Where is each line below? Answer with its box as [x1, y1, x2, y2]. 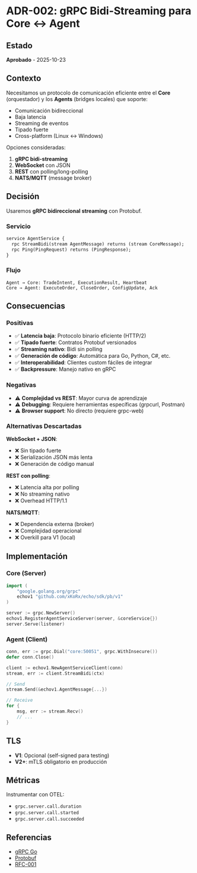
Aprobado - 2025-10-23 [6, 56, 66, 63]
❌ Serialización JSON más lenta [14, 453, 93, 461]
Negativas [6, 381, 37, 389]
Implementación [6, 551, 68, 562]
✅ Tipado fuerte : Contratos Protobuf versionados [14, 339, 137, 346]
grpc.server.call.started [14, 810, 79, 816]
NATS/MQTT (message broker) [14, 174, 92, 181]
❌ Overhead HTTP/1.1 [14, 497, 67, 504]
